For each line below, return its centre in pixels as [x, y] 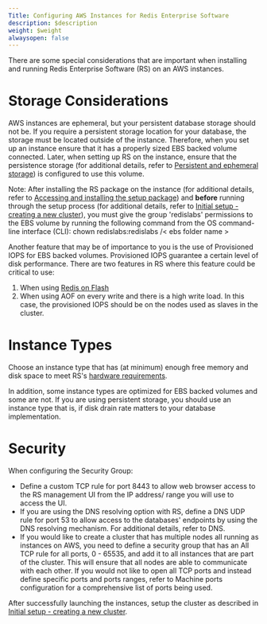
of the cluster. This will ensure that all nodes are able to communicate [133, 563]
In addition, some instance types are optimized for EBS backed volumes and [133, 392]
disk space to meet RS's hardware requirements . [88, 376]
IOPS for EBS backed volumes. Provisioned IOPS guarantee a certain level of [133, 255]
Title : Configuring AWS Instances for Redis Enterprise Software [118, 16]
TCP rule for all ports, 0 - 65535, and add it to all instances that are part [137, 554]
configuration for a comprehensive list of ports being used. [116, 588]
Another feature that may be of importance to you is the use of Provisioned [131, 247]
